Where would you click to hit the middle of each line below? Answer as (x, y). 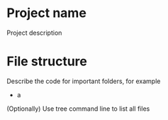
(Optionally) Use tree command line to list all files (78, 109)
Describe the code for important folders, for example (84, 81)
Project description (34, 33)
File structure (47, 61)
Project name (46, 13)
